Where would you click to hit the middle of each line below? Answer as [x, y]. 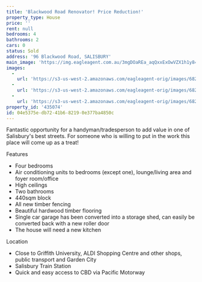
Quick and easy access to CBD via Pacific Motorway [80, 272]
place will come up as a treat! [43, 143]
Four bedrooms [34, 166]
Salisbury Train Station [43, 266]
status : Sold [23, 51]
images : [16, 68]
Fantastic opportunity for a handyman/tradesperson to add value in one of [98, 130]
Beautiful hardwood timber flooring [58, 211]
